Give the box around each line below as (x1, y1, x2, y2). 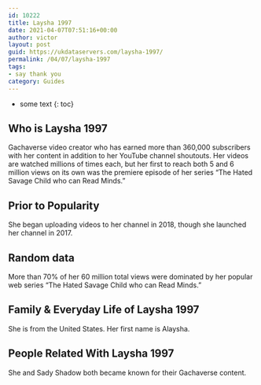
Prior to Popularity (8, 198, 100, 213)
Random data (8, 251, 75, 265)
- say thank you (8, 70, 61, 78)
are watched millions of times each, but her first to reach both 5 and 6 (8, 159, 234, 169)
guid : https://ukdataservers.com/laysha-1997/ (8, 48, 164, 56)
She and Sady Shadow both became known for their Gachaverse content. (8, 368, 247, 377)
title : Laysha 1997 (8, 19, 72, 27)
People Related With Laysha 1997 (8, 347, 175, 361)
